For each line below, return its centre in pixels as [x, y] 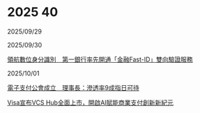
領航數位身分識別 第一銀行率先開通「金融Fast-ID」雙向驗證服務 [100, 59]
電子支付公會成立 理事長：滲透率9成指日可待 [73, 87]
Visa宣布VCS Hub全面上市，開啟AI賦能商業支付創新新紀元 [91, 103]
